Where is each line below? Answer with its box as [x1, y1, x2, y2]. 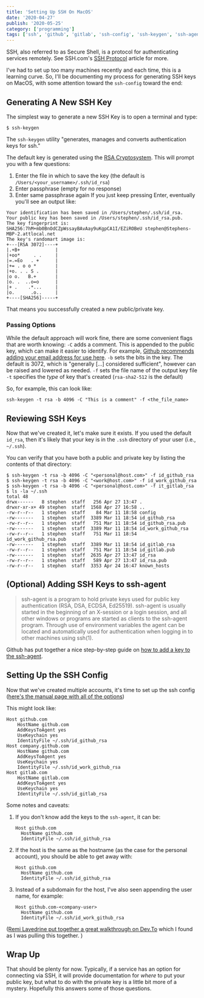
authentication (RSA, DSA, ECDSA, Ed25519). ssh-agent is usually [21, 601, 186, 609]
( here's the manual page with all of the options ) [6, 693, 124, 700]
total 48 [6, 494, 29, 500]
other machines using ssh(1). [21, 634, 93, 642]
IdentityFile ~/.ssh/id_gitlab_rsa [17, 791, 107, 797]
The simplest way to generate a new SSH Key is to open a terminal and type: [6, 113, 198, 120]
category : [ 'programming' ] [6, 26, 75, 32]
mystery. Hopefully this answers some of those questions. [6, 985, 152, 992]
